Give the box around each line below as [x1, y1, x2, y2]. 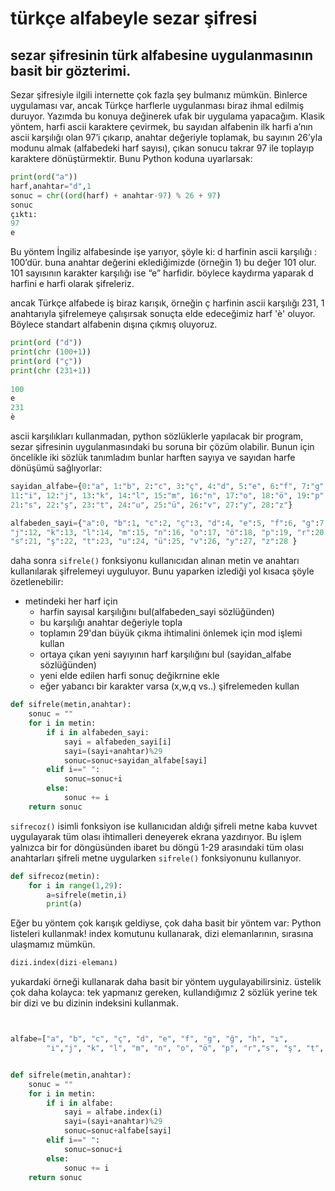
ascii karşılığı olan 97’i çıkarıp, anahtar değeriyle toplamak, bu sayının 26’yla [10, 132, 323, 143]
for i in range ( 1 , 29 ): [28, 880, 123, 891]
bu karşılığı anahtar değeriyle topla [39, 617, 183, 629]
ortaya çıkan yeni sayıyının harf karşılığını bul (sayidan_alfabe [39, 648, 292, 661]
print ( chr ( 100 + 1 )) [10, 347, 92, 357]
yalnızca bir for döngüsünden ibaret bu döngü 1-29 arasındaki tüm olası [10, 841, 305, 853]
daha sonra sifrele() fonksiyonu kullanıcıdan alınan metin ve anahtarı [10, 555, 300, 567]
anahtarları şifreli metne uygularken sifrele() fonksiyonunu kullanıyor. [10, 852, 302, 864]
